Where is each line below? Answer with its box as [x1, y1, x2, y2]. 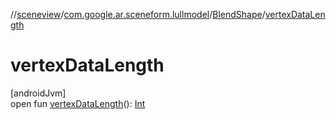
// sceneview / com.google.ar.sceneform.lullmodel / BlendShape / [10, 9, 266, 20]
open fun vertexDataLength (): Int [10, 97, 146, 109]
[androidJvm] [10, 87, 67, 99]
